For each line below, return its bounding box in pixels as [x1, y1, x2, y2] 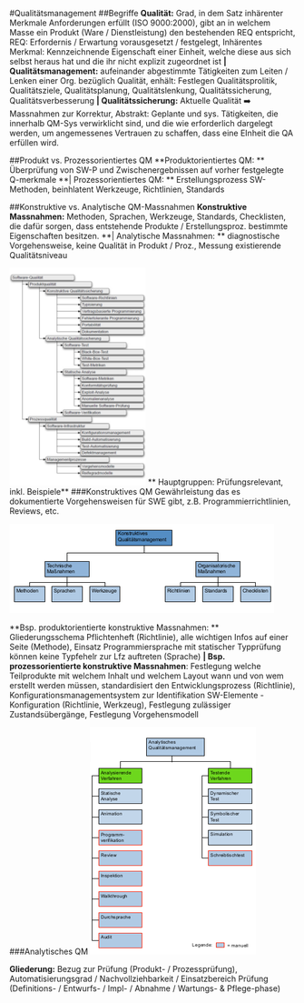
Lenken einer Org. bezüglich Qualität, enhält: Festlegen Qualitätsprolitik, [9, 75, 278, 85]
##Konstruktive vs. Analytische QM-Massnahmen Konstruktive [9, 202, 248, 212]
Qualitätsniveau [9, 250, 68, 260]
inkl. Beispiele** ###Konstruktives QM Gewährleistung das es [9, 486, 240, 496]
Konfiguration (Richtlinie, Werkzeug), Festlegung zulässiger [9, 699, 231, 710]
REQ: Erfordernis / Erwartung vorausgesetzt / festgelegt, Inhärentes [9, 36, 263, 47]
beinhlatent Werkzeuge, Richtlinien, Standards [52, 184, 225, 195]
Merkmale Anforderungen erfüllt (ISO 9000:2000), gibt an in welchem [9, 17, 270, 28]
